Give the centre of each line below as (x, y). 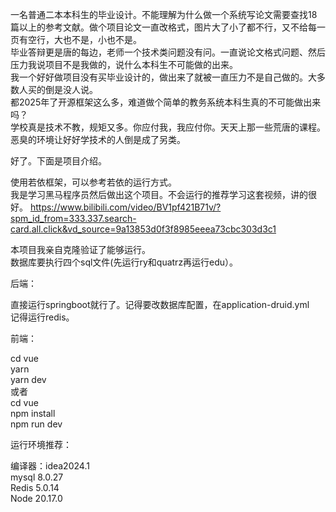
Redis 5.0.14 (35, 487)
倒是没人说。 (71, 89)
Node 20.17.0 (36, 498)
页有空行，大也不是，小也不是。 (76, 39)
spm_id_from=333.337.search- (73, 218)
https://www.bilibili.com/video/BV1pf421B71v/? (125, 207)
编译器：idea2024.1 (50, 466)
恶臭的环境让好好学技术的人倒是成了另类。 (98, 139)
